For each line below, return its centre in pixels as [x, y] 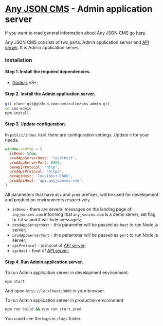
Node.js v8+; [25, 83]
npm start [15, 282]
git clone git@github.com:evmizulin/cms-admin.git [57, 104]
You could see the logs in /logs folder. [43, 318]
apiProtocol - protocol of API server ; [49, 245]
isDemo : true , [24, 153]
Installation [19, 60]
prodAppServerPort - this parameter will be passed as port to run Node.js [85, 235]
